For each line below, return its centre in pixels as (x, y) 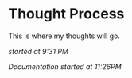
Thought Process (66, 14)
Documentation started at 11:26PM (65, 66)
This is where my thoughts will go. (64, 36)
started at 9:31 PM (39, 51)
